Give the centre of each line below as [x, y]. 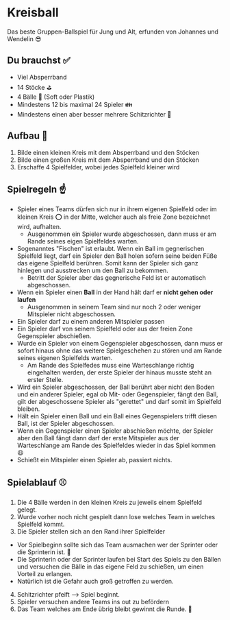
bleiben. [28, 409]
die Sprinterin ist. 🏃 [44, 552]
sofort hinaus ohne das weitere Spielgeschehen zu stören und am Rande [119, 350]
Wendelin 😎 [24, 38]
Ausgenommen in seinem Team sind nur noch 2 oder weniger [114, 307]
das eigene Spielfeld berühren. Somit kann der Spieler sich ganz [107, 263]
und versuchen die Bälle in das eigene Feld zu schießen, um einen [110, 567]
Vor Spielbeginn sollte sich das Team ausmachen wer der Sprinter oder [117, 545]
